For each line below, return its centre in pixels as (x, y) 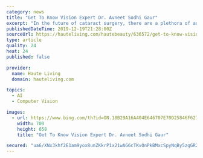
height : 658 (32, 129)
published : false (28, 57)
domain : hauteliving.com (43, 79)
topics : (16, 90)
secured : (17, 146)
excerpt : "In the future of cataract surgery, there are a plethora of (98, 23)
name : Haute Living (36, 73)
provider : (19, 68)
